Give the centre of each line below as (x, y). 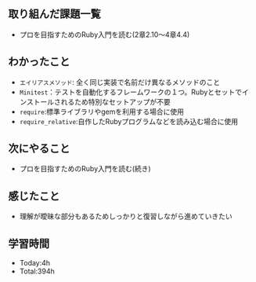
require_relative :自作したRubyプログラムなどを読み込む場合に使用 (129, 121)
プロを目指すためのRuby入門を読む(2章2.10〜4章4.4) (105, 35)
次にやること (39, 149)
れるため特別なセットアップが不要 (115, 101)
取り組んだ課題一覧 (54, 14)
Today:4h (35, 263)
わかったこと (39, 62)
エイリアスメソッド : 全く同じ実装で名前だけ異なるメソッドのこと (120, 82)
